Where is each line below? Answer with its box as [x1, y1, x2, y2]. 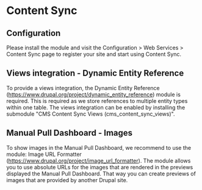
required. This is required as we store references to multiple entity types [6, 97, 188, 104]
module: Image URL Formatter [6, 150, 82, 158]
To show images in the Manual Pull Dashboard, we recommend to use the [6, 144, 191, 151]
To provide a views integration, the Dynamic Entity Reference [6, 84, 160, 91]
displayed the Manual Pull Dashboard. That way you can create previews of [6, 170, 197, 177]
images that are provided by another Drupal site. [6, 176, 128, 183]
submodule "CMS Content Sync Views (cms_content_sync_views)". [6, 110, 175, 118]
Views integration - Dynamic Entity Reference [6, 68, 184, 79]
